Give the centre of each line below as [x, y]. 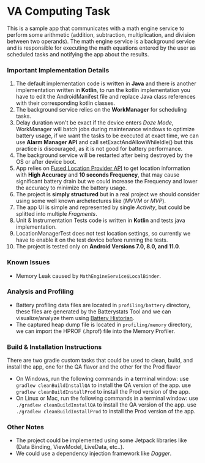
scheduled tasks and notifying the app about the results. [78, 54]
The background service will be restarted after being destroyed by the [104, 155]
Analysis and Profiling [40, 291]
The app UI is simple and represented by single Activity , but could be [103, 207]
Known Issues [28, 262]
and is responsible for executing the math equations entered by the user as [102, 48]
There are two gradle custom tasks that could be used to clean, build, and [100, 361]
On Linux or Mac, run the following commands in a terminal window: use [107, 398]
